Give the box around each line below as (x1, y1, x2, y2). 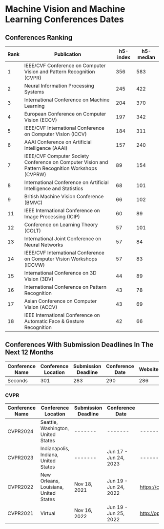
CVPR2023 (7, 454, 34, 461)
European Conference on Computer (24, 111, 106, 117)
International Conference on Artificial (24, 179, 109, 185)
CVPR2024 (7, 428, 34, 435)
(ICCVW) (24, 262, 45, 268)
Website (139, 366, 159, 372)
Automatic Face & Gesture (24, 318, 84, 324)
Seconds (7, 377, 28, 384)
